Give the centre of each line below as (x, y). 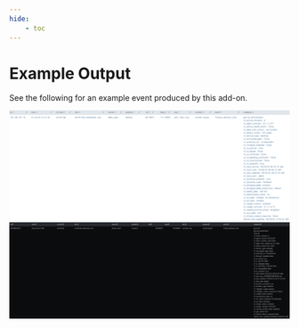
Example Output (70, 74)
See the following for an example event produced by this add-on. (128, 98)
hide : (19, 19)
